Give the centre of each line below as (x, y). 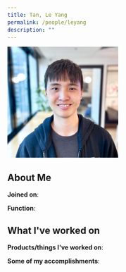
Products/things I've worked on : (55, 247)
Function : (21, 209)
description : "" (31, 30)
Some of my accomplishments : (53, 261)
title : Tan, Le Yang (38, 15)
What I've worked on (54, 230)
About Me (29, 177)
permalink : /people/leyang (47, 22)
